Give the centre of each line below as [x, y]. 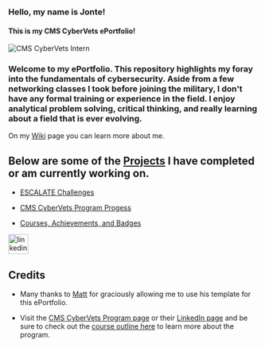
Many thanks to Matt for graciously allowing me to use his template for [135, 294]
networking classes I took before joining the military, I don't [125, 89]
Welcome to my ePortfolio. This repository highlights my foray [131, 69]
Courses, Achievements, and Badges [80, 223]
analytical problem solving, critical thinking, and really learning [133, 109]
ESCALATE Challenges [57, 192]
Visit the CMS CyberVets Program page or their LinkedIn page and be [134, 318]
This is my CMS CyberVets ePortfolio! [72, 31]
